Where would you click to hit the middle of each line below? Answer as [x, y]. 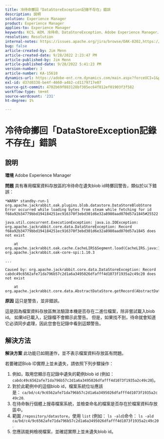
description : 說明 [23, 14]
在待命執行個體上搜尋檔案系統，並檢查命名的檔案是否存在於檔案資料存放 [85, 403]
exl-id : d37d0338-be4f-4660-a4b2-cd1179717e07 [53, 82]
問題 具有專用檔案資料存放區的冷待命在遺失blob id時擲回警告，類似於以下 [79, 186]
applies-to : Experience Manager [38, 28]
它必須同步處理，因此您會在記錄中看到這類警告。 [54, 323]
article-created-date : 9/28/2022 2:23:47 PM [51, 55]
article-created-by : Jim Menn [36, 50]
